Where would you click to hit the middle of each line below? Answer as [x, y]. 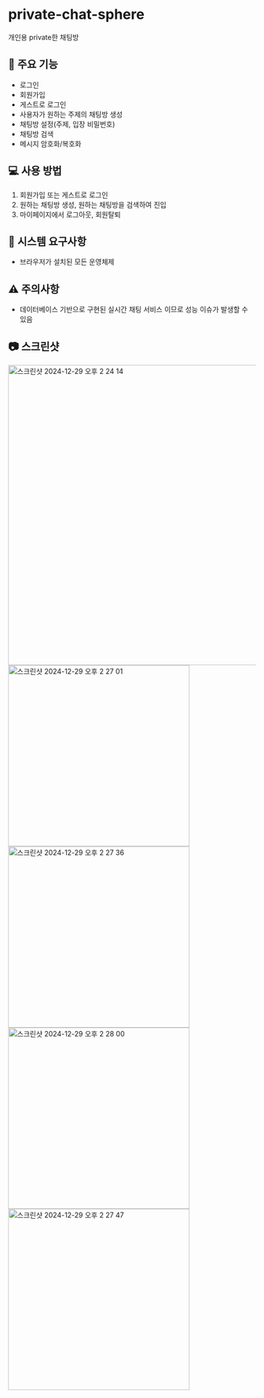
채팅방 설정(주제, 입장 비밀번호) [67, 124]
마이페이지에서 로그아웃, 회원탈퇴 [70, 215]
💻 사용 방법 [35, 171]
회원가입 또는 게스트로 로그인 [64, 195]
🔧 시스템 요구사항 [47, 241]
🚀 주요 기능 [33, 64]
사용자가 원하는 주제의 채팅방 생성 [71, 114]
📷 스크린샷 [34, 346]
